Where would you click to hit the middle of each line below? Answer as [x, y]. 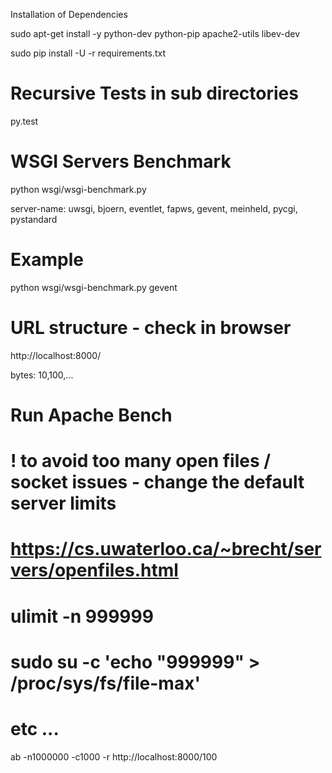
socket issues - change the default [157, 482]
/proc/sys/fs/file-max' [105, 683]
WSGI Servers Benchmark [121, 161]
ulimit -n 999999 [82, 616]
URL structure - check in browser [151, 328]
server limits [63, 503]
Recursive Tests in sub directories [154, 93]
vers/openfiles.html [94, 570]
